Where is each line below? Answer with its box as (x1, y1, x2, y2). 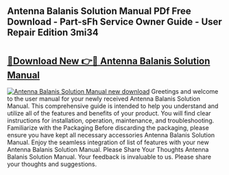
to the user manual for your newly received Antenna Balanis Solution (7, 95, 201, 103)
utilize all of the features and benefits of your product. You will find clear (7, 109, 211, 117)
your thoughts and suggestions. (7, 160, 97, 168)
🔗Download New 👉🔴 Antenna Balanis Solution (7, 55, 210, 67)
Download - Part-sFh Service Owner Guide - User (7, 16, 223, 28)
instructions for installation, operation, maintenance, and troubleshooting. (7, 116, 215, 124)
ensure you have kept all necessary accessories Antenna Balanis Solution (7, 131, 215, 139)
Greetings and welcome (151, 87, 219, 95)
